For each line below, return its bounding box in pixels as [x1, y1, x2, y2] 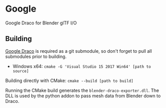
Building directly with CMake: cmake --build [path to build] [5, 77, 134, 84]
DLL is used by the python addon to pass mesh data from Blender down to [5, 92, 161, 99]
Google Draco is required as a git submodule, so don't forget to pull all [5, 48, 152, 54]
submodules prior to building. [5, 53, 67, 59]
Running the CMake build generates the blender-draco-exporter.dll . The [5, 87, 159, 93]
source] [12, 68, 29, 74]
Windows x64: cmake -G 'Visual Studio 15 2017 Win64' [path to [12, 63, 151, 69]
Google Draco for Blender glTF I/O [5, 20, 77, 26]
